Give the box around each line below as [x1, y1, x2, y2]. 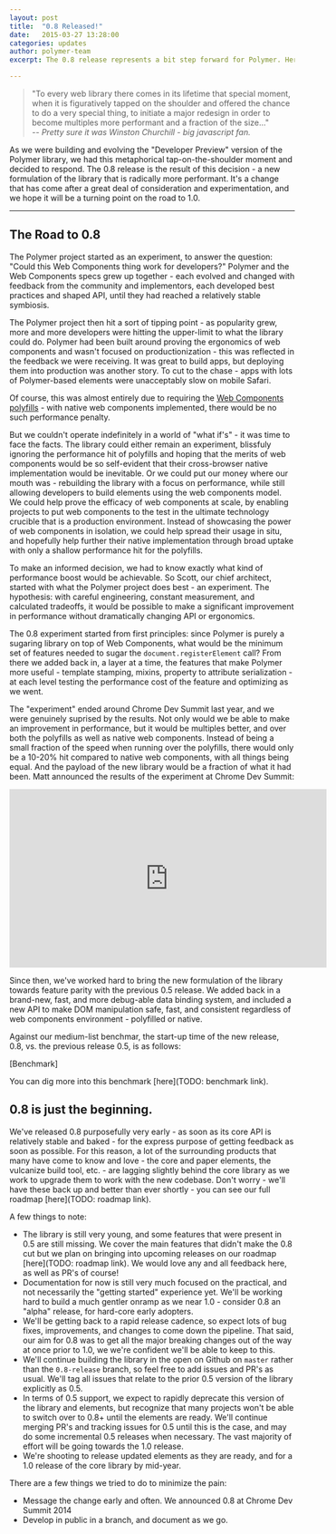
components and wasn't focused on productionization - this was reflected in [9, 345, 294, 356]
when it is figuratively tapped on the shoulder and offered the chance [31, 98, 291, 109]
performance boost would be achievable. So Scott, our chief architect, [9, 572, 272, 583]
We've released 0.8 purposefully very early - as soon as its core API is [9, 1126, 272, 1137]
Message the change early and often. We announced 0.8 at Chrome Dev [22, 1495, 293, 1506]
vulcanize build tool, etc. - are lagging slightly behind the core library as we [9, 1164, 291, 1175]
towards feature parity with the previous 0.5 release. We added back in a [9, 985, 281, 995]
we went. [9, 685, 43, 696]
